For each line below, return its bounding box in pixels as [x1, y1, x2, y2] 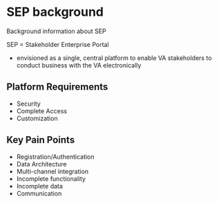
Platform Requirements [6, 81, 108, 93]
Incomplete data [16, 182, 64, 190]
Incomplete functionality [16, 174, 86, 183]
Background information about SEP [6, 27, 106, 35]
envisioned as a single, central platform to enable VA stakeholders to [16, 53, 212, 62]
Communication [16, 189, 62, 197]
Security [16, 99, 41, 108]
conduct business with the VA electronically [16, 61, 142, 69]
